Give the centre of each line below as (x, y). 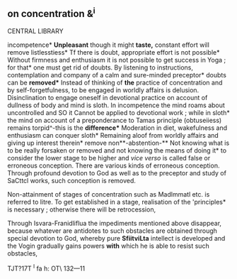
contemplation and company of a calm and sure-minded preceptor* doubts (117, 75)
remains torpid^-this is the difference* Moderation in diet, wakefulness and (117, 128)
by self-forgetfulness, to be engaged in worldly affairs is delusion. (103, 90)
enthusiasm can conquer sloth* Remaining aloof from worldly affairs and (113, 135)
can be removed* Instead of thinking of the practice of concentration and (115, 82)
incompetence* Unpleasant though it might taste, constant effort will (109, 45)
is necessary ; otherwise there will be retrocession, (82, 209)
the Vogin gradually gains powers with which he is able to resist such (109, 246)
